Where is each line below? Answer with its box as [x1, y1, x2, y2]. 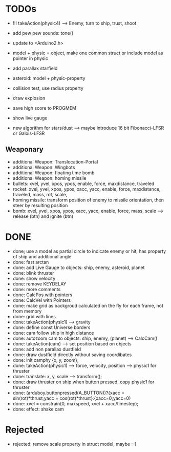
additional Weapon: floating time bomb [12, 170, 95, 176]
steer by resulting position [12, 202, 68, 208]
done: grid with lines [12, 313, 56, 319]
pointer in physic [12, 55, 49, 61]
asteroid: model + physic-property [12, 75, 85, 81]
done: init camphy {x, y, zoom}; [12, 357, 79, 363]
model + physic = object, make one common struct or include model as [12, 50, 163, 56]
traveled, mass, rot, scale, [12, 191, 68, 197]
